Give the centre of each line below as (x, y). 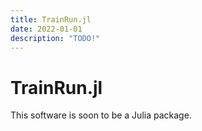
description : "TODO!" (55, 38)
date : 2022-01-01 (46, 29)
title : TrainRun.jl (51, 19)
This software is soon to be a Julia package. (101, 115)
